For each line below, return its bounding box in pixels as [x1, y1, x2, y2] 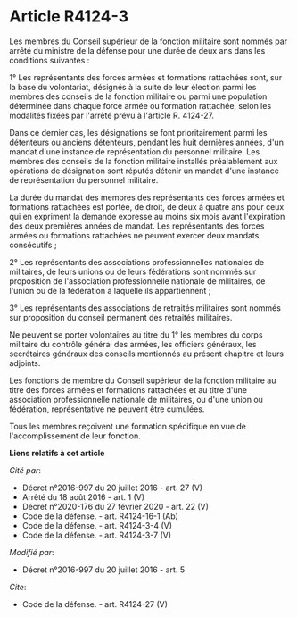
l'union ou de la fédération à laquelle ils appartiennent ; [9, 285, 211, 296]
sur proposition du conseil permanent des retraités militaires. [9, 312, 233, 322]
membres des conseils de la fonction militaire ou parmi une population [9, 91, 268, 102]
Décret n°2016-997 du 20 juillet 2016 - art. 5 [21, 564, 186, 575]
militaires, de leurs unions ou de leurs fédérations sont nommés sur [9, 266, 257, 277]
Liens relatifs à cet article [9, 447, 105, 458]
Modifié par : [9, 546, 55, 557]
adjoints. [9, 357, 41, 368]
